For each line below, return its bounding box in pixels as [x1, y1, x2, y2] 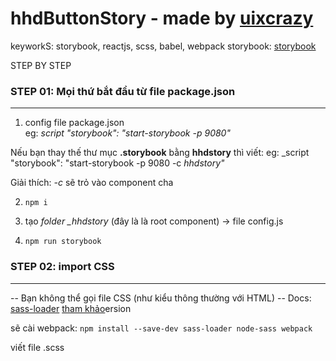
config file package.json [24, 117, 125, 129]
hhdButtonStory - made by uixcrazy [10, 7, 314, 30]
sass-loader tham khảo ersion [10, 302, 132, 314]
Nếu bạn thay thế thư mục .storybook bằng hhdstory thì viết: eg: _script [10, 147, 310, 159]
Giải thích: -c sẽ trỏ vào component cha [10, 177, 174, 189]
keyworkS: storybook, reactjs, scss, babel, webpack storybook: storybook [10, 40, 317, 52]
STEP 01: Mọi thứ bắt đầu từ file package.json [10, 84, 236, 98]
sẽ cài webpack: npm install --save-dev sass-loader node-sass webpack [10, 322, 313, 334]
